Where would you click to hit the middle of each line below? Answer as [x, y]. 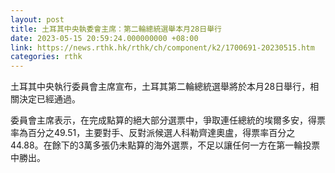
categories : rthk [46, 57]
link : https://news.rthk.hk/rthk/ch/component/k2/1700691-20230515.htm [162, 47]
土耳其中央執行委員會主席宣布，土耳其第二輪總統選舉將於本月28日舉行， [160, 87]
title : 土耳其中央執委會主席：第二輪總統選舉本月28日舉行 [116, 29]
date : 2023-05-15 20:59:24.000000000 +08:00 [104, 38]
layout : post [37, 19]
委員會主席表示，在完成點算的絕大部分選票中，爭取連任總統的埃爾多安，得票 [168, 120]
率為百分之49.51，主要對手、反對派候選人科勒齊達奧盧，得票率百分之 [153, 133]
